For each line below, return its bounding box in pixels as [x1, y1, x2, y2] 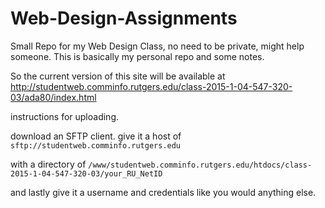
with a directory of [10, 158, 87, 170]
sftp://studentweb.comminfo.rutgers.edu [10, 140, 182, 151]
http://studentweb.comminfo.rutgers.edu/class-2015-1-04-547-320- [10, 80, 293, 92]
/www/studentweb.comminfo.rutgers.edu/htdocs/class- [88, 160, 313, 170]
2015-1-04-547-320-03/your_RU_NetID [10, 168, 163, 179]
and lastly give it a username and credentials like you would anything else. [10, 186, 317, 198]
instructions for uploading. [10, 110, 120, 122]
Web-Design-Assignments [10, 7, 238, 30]
